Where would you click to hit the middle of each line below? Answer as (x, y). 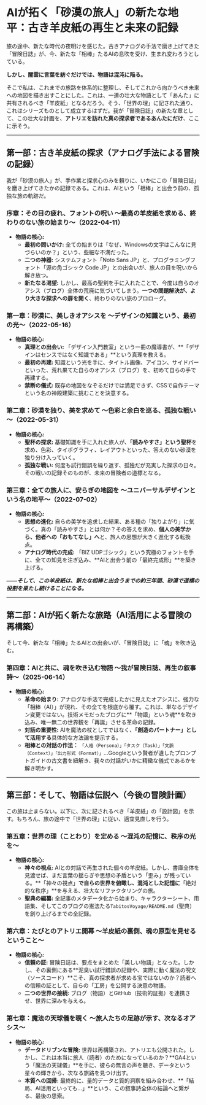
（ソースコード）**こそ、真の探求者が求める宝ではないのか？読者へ (110, 978)
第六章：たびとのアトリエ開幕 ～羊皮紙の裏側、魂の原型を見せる (101, 931)
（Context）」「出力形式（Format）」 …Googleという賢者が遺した (100, 753)
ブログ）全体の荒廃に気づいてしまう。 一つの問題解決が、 (118, 291)
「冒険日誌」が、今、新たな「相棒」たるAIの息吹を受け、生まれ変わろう (97, 53)
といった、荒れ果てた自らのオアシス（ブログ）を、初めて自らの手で (110, 370)
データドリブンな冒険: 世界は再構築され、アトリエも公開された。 (107, 1050)
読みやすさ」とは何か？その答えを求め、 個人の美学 (121, 529)
